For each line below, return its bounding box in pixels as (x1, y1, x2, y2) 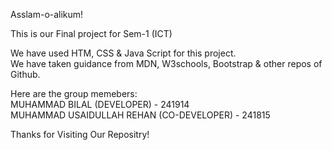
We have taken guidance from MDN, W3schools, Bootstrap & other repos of (10, 58, 323, 69)
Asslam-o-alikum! (10, 9, 84, 20)
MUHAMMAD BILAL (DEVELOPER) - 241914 (10, 99, 190, 110)
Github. (10, 69, 41, 80)
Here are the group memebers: (10, 88, 138, 99)
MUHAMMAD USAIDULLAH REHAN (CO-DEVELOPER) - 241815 (10, 109, 271, 121)
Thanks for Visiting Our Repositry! (10, 129, 150, 140)
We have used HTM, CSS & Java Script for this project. (10, 47, 237, 59)
